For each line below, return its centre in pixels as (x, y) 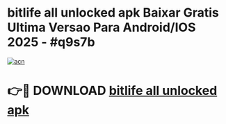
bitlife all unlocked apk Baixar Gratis (113, 13)
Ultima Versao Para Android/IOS (102, 27)
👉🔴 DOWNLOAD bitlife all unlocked (112, 91)
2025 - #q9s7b (51, 42)
